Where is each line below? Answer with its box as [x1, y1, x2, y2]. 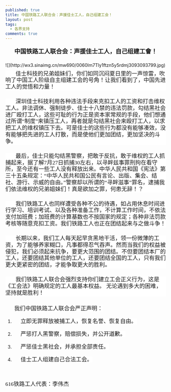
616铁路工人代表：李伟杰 [5, 381, 69, 387]
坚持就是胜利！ [5, 289, 44, 296]
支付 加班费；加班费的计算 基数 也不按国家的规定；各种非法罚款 [5, 214, 166, 220]
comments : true [5, 31, 38, 36]
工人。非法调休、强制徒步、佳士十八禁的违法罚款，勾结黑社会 [5, 105, 166, 111]
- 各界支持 [10, 27, 30, 32]
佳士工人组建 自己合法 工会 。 [20, 356, 93, 363]
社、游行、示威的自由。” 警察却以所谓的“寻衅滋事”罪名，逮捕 [5, 179, 160, 186]
